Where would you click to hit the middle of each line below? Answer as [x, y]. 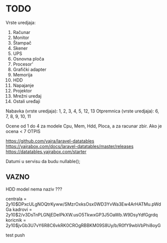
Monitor [21, 37]
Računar [21, 32]
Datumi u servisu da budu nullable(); [43, 161]
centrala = [16, 198]
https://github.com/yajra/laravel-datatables [50, 141]
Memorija [23, 74]
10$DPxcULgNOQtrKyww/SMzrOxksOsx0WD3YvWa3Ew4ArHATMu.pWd [86, 204]
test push [15, 235]
